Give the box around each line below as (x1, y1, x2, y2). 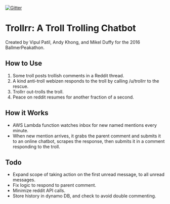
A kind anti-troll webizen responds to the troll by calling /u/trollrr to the (12, 78, 159, 84)
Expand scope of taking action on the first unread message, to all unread (12, 172, 165, 178)
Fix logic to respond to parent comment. (12, 182, 97, 188)
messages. (12, 177, 36, 183)
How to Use (5, 59, 42, 68)
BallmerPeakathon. (5, 44, 45, 50)
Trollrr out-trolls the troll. (12, 88, 64, 94)
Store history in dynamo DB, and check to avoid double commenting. (12, 193, 156, 199)
